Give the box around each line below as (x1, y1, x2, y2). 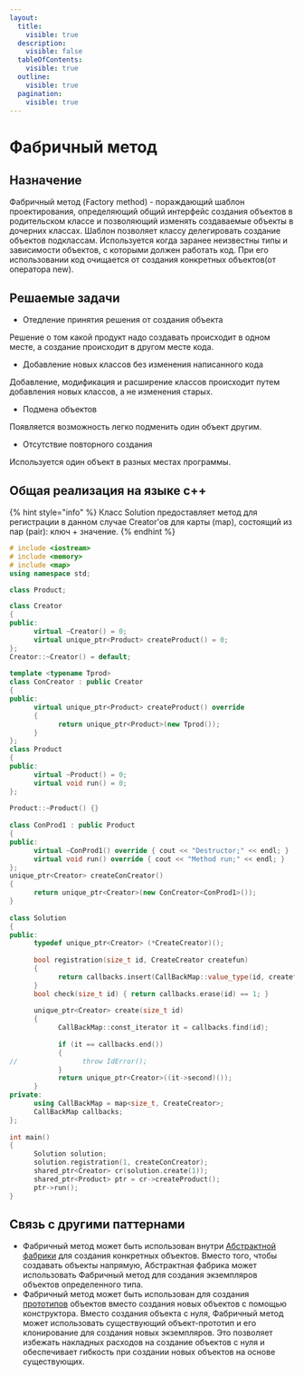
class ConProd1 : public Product (9, 821, 136, 830)
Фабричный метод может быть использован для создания (22, 1289, 250, 1300)
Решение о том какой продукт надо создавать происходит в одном (9, 332, 271, 343)
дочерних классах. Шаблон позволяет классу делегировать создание (9, 226, 281, 237)
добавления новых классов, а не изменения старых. (9, 386, 214, 397)
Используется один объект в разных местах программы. (9, 457, 232, 468)
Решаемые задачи (9, 290, 120, 305)
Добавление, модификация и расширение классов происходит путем (9, 377, 280, 388)
